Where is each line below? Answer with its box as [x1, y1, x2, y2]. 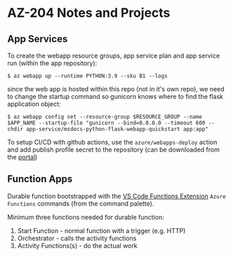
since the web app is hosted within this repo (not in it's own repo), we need [7, 85, 225, 93]
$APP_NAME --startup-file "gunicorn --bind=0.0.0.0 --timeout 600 [7, 119, 206, 126]
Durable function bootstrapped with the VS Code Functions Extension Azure [7, 192, 226, 200]
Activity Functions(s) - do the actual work [17, 241, 138, 250]
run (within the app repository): [7, 59, 98, 67]
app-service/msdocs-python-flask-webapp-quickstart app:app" [25, 126, 209, 133]
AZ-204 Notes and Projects [7, 5, 171, 21]
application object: [7, 100, 61, 108]
